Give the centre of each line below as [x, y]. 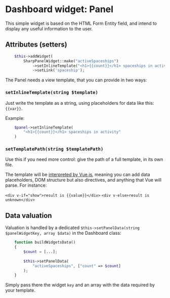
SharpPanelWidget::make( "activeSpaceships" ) [71, 61]
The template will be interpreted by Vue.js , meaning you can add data [78, 175]
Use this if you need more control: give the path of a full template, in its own [84, 159]
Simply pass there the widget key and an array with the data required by [80, 285]
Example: [15, 118]
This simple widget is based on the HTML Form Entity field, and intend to [81, 23]
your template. [20, 290]
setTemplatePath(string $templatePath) [54, 149]
